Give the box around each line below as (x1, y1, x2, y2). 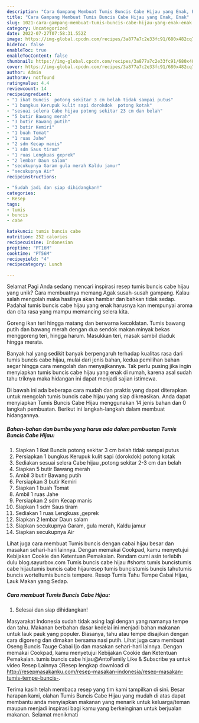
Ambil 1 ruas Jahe (15, 491, 58, 498)
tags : (6, 201, 20, 207)
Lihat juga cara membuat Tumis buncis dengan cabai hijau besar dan (6, 540, 174, 547)
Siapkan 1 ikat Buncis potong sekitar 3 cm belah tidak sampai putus (15, 447, 180, 454)
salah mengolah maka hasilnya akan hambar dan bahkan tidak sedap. (6, 296, 176, 303)
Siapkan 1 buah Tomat (15, 484, 69, 492)
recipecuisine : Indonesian (6, 239, 73, 245)
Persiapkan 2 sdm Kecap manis (15, 497, 92, 504)
